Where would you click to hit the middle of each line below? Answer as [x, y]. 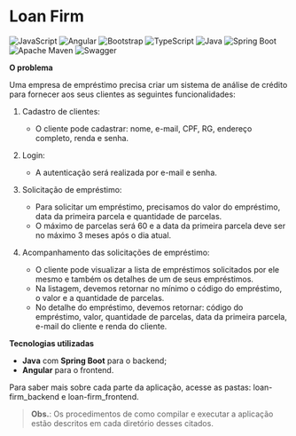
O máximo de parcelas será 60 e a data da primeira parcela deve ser [160, 226]
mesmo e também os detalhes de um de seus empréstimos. [144, 279]
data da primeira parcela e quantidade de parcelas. [129, 216]
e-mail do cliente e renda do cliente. [101, 326]
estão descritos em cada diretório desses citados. [122, 423]
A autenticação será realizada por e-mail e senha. [126, 172]
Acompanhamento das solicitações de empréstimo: [116, 252]
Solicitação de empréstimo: [72, 189]
